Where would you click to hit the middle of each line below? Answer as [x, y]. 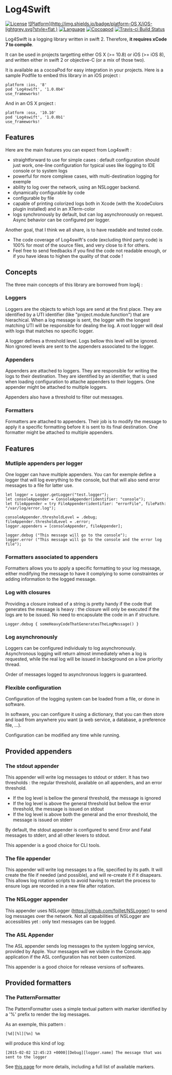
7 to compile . [19, 44]
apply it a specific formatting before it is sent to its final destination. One [82, 427]
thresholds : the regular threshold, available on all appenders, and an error [84, 783]
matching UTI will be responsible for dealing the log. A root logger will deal [84, 325]
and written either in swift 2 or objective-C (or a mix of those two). [75, 60]
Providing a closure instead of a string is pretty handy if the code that [79, 603]
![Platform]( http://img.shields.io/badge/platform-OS [82, 24]
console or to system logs [40, 171]
